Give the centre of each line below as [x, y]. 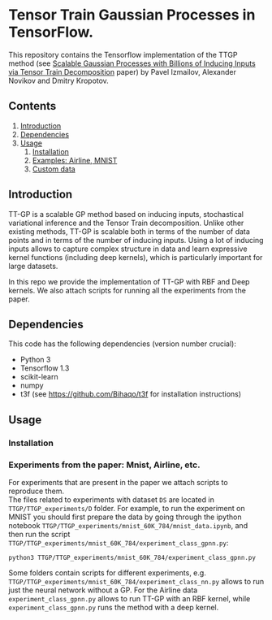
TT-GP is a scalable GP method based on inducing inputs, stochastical [126, 214]
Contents [32, 106]
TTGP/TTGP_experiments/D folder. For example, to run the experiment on [127, 508]
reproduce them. [37, 491]
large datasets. [33, 266]
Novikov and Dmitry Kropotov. [59, 80]
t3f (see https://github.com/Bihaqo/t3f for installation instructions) [131, 394]
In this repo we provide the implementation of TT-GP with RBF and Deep [129, 281]
